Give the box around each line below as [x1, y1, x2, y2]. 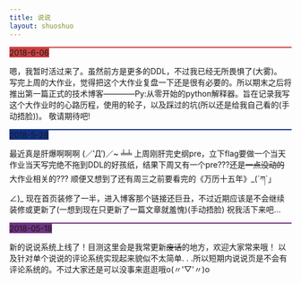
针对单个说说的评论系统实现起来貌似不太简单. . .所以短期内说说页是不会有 [16, 253, 288, 263]
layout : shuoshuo [9, 21, 74, 30]
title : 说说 [9, 13, 51, 22]
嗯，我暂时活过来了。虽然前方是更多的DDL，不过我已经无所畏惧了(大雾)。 [9, 65, 282, 76]
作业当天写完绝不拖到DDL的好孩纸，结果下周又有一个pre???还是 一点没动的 [9, 159, 285, 170]
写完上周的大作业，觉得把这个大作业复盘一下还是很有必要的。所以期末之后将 [9, 77, 292, 88]
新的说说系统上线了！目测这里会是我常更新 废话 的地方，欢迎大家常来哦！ [9, 241, 276, 252]
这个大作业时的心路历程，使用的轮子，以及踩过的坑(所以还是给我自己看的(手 [9, 99, 290, 110]
